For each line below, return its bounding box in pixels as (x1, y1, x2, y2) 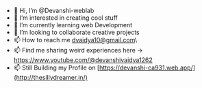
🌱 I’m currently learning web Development (13, 21, 133, 29)
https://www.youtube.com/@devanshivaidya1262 (13, 56, 153, 64)
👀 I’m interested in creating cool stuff (13, 14, 118, 22)
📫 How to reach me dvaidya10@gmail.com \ (13, 36, 138, 44)
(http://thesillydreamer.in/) (13, 74, 88, 81)
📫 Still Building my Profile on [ (13, 63, 100, 72)
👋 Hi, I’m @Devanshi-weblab (13, 7, 94, 14)
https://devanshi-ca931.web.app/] (99, 63, 196, 72)
